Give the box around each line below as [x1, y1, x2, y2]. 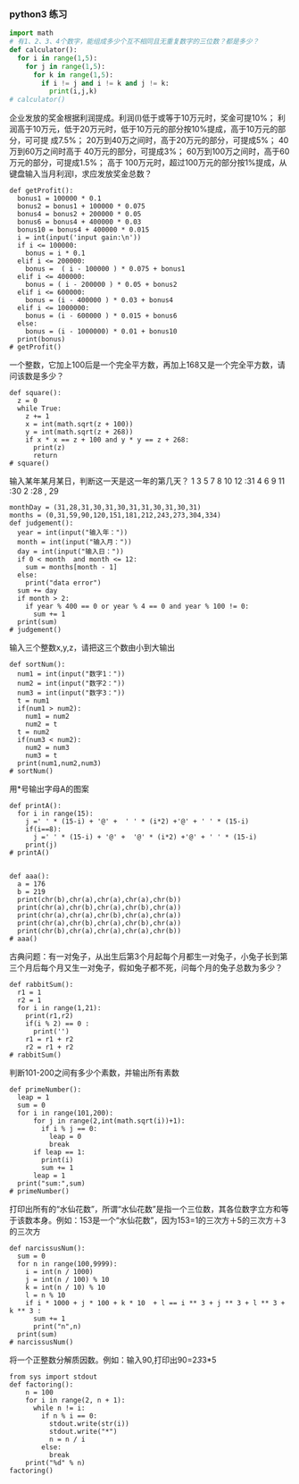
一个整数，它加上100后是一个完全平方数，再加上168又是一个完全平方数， [9, 359, 278, 370]
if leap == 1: [32, 1148, 87, 1157]
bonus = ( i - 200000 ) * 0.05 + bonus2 [25, 280, 178, 290]
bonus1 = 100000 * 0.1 [17, 194, 102, 203]
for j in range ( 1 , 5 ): [25, 62, 105, 71]
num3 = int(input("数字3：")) [17, 688, 126, 698]
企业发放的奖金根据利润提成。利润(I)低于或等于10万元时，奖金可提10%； [9, 113, 276, 123]
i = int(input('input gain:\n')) [17, 233, 142, 242]
